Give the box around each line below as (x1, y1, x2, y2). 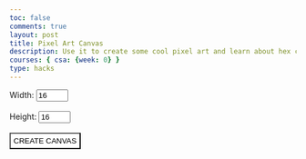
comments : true (9, 22, 67, 31)
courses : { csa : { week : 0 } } (9, 55, 120, 65)
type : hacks (9, 65, 55, 74)
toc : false (9, 13, 51, 23)
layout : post (9, 30, 59, 39)
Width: (9, 89, 35, 100)
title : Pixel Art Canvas (9, 38, 104, 48)
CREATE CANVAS (13, 135, 77, 145)
